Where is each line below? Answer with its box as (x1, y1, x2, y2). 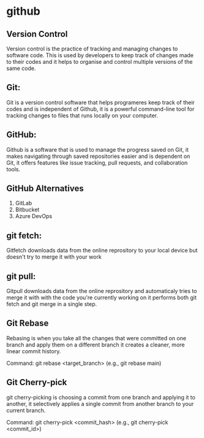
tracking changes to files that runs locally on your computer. (6, 112, 158, 119)
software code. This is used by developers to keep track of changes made (6, 52, 194, 59)
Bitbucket (15, 206, 40, 213)
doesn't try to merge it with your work (6, 253, 102, 260)
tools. (6, 165, 21, 173)
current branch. (6, 407, 46, 414)
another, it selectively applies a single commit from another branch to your (6, 400, 194, 407)
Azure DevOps (15, 213, 53, 220)
